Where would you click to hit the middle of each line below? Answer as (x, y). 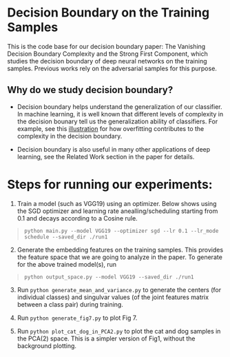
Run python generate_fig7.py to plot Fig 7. (77, 318)
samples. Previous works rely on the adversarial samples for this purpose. (112, 68)
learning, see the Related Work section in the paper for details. (106, 156)
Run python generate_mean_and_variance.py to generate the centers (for (119, 289)
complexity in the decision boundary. (70, 136)
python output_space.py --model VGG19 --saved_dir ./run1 (109, 277)
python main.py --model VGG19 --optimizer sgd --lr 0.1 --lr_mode (121, 231)
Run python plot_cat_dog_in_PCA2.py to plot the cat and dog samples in (119, 331)
